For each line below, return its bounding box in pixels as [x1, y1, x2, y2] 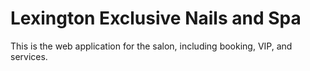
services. [10, 50, 48, 62]
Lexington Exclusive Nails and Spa [10, 7, 302, 30]
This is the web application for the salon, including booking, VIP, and [10, 40, 293, 52]
